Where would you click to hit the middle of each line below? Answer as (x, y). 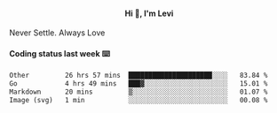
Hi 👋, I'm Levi (149, 13)
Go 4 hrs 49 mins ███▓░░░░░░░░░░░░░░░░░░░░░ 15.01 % (138, 84)
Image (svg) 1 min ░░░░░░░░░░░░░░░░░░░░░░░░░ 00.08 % (138, 101)
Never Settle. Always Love (57, 33)
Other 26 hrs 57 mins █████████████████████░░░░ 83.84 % (138, 76)
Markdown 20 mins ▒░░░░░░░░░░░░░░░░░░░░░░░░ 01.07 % (138, 92)
